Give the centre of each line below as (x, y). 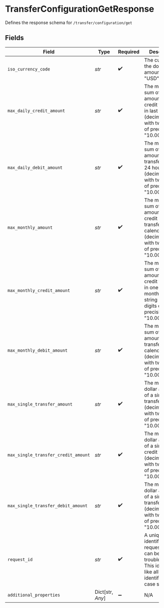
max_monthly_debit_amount (38, 350)
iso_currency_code (29, 69)
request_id (20, 559)
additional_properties (34, 595)
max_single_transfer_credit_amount (49, 455)
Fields (15, 38)
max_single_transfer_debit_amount (48, 506)
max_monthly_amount (30, 227)
